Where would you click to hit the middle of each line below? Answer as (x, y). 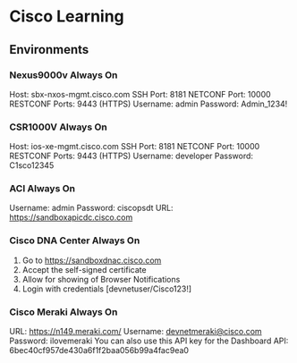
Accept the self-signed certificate (84, 269)
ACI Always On (42, 189)
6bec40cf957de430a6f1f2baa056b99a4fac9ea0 (99, 350)
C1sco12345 (32, 165)
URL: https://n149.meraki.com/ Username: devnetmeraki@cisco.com (136, 332)
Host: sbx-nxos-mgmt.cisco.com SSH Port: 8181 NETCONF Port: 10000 (140, 94)
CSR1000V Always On (58, 127)
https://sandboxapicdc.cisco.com (71, 217)
